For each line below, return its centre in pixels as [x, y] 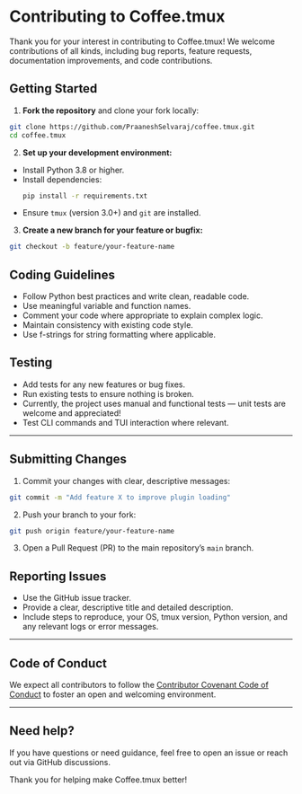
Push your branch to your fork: [79, 515]
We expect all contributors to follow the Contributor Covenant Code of [139, 685]
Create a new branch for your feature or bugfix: [113, 230]
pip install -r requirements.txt [85, 196]
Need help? [42, 731]
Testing [31, 362]
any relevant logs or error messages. [90, 627]
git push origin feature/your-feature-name [92, 531]
